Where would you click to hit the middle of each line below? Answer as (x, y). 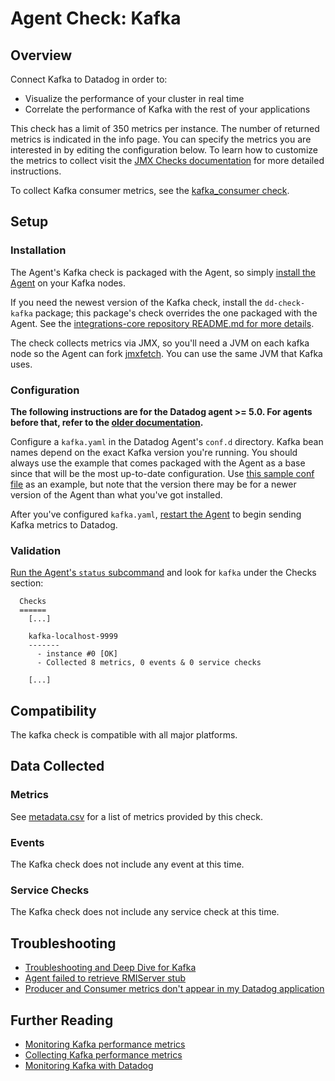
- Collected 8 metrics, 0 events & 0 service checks (149, 663)
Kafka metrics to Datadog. (64, 524)
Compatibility (53, 710)
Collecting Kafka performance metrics (103, 1055)
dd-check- (285, 303)
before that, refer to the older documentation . (107, 422)
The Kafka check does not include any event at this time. (127, 864)
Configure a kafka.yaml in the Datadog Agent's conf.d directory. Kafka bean (167, 441)
